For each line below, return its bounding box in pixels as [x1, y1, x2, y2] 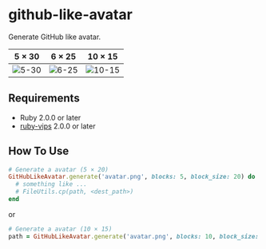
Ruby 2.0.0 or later [19, 113, 81, 122]
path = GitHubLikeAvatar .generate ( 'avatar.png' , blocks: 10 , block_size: [8, 232, 260, 240]
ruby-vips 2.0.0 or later [19, 121, 96, 131]
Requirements [8, 92, 80, 105]
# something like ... [15, 180, 88, 188]
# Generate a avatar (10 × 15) [8, 225, 113, 233]
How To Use [8, 144, 69, 158]
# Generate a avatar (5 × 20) [8, 165, 109, 173]
